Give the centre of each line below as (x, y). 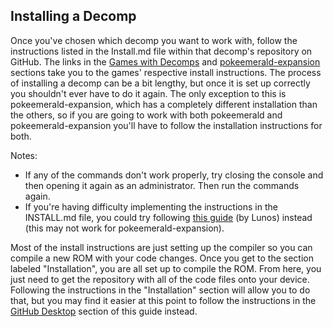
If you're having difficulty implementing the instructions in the (151, 206)
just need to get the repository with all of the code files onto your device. (160, 279)
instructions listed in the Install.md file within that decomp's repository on (161, 51)
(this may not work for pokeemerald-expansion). (124, 228)
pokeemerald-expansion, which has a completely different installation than (164, 104)
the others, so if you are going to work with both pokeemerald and (146, 115)
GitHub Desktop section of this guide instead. (104, 311)
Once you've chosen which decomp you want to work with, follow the (154, 40)
